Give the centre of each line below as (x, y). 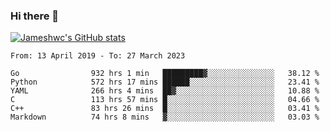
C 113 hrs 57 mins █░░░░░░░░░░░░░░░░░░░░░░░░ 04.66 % (165, 100)
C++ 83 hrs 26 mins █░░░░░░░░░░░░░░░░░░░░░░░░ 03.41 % (165, 109)
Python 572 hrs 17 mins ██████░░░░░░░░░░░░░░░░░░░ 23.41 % (165, 82)
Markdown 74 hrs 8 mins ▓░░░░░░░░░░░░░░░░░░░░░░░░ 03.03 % (165, 117)
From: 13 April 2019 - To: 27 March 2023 (98, 56)
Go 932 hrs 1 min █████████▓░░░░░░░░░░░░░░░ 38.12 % (165, 74)
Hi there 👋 (35, 16)
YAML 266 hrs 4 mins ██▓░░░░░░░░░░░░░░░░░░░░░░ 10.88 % (165, 91)
